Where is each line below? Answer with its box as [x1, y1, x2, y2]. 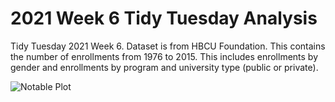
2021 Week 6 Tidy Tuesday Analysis [10, 7, 318, 30]
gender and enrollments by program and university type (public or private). [10, 61, 319, 73]
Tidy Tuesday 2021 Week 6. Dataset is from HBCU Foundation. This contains [10, 40, 326, 52]
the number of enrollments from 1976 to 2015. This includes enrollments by [10, 50, 319, 62]
